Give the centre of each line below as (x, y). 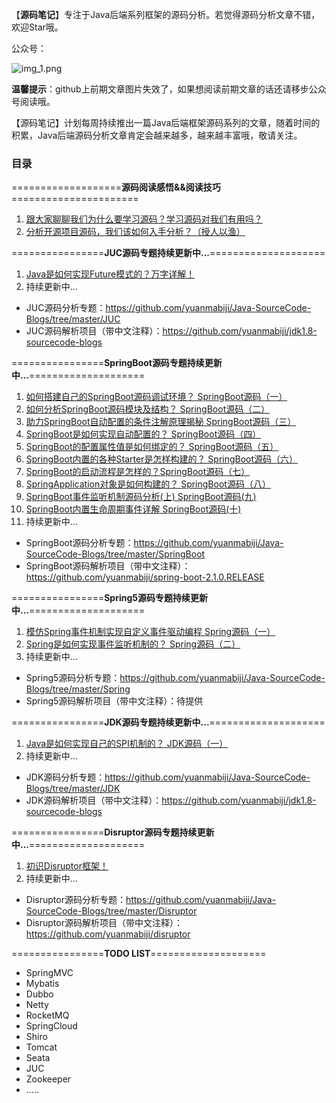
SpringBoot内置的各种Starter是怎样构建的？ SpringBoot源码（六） (162, 459)
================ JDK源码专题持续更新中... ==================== (168, 722)
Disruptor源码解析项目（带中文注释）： (104, 923)
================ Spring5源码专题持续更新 (110, 598)
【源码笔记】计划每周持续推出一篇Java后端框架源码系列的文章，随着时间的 (166, 122)
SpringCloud (51, 1026)
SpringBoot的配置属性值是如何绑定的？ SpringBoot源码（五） (152, 447)
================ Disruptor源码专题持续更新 (113, 832)
